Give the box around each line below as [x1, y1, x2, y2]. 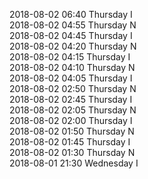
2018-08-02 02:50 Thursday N [9, 83, 137, 94]
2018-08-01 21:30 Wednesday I [9, 157, 139, 169]
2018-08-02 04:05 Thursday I [9, 72, 133, 84]
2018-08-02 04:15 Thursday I [9, 51, 131, 63]
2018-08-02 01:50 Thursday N [9, 125, 135, 137]
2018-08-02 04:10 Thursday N [9, 62, 136, 73]
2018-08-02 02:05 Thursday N [9, 104, 137, 116]
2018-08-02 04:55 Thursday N [9, 19, 137, 31]
